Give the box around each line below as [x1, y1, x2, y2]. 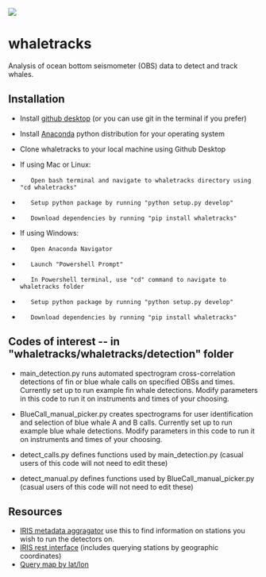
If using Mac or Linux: [19, 160, 91, 169]
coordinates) [19, 552, 62, 561]
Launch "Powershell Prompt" [30, 260, 124, 268]
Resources [8, 505, 63, 518]
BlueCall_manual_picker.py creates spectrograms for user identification [19, 409, 253, 418]
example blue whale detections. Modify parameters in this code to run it [19, 425, 256, 436]
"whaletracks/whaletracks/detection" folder [8, 348, 234, 361]
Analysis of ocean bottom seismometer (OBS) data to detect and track [8, 60, 238, 71]
